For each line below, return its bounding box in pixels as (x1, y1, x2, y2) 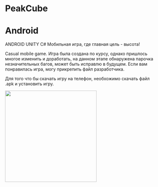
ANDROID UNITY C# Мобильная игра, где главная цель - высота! (5, 41, 140, 47)
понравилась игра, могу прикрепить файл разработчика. (5, 66, 125, 72)
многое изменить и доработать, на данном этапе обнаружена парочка (5, 56, 154, 62)
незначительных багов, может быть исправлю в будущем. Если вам (5, 61, 148, 67)
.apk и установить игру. (5, 81, 54, 87)
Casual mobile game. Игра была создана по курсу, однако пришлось (5, 51, 148, 56)
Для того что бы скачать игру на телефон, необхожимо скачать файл (5, 76, 150, 82)
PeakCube (5, 3, 48, 14)
